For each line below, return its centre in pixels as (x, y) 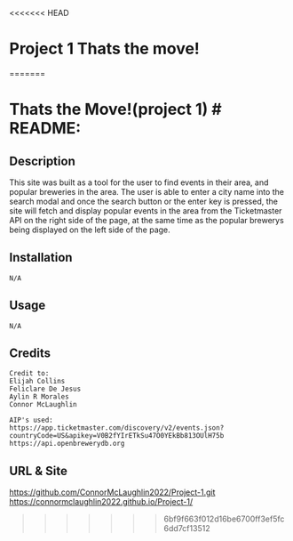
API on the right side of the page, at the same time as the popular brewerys (146, 220)
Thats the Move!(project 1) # (115, 109)
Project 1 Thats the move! (104, 49)
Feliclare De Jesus (45, 389)
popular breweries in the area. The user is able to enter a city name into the (146, 191)
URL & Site (39, 471)
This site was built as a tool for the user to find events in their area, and (139, 182)
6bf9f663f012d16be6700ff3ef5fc (224, 519)
